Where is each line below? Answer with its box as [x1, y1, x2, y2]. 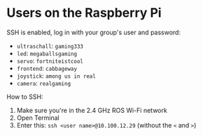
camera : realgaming [16, 79, 71, 87]
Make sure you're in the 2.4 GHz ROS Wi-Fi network [16, 106, 167, 114]
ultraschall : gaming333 [16, 41, 83, 50]
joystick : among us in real [16, 72, 96, 80]
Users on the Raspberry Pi [6, 5, 162, 21]
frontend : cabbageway [16, 64, 78, 72]
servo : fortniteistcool [16, 56, 83, 64]
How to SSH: [6, 93, 43, 101]
